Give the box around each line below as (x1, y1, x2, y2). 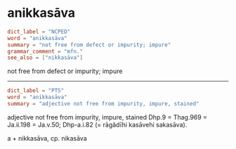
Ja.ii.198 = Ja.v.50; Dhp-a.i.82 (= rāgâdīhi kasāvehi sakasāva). (7, 120, 188, 129)
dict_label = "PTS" (7, 87, 65, 94)
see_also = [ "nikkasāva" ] (7, 54, 83, 61)
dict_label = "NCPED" (7, 28, 71, 35)
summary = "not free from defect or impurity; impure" (7, 41, 171, 48)
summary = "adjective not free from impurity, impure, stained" (7, 101, 199, 108)
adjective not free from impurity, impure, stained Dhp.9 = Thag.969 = (7, 112, 208, 121)
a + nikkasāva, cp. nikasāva (7, 134, 88, 142)
